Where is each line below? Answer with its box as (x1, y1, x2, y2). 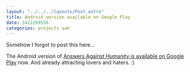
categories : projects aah (6, 25, 70, 31)
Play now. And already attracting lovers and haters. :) (6, 59, 135, 66)
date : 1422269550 (6, 19, 49, 25)
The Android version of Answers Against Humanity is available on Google (6, 53, 184, 60)
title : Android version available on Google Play (6, 14, 131, 20)
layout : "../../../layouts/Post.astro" (6, 8, 104, 15)
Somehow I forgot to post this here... (6, 41, 95, 48)
